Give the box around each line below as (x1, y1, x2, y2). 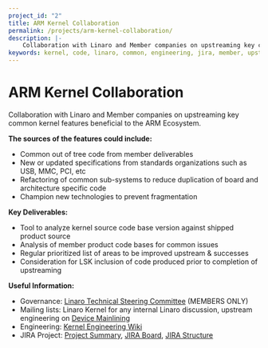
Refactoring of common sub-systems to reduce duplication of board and (19, 174, 259, 184)
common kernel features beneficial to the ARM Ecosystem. (8, 118, 202, 128)
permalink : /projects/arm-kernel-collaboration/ (8, 26, 173, 34)
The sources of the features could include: (8, 134, 153, 143)
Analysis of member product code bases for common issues (19, 239, 219, 249)
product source (19, 231, 71, 241)
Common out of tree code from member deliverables (19, 149, 194, 158)
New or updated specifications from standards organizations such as (19, 158, 247, 167)
